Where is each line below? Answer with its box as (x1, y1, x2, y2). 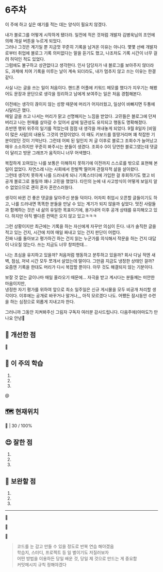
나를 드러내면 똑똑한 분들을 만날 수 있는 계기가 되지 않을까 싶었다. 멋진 (11, 200, 143, 207)
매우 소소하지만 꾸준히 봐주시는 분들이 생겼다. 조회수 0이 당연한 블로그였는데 (5, 143, 149, 149)
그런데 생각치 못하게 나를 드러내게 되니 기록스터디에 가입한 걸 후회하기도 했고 (5, 172, 150, 178)
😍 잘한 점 (5, 438, 33, 447)
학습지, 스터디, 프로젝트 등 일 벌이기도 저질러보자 (16, 550, 109, 555)
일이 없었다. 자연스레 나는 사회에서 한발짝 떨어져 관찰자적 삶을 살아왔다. (5, 166, 140, 172)
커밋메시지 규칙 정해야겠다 (16, 562, 67, 567)
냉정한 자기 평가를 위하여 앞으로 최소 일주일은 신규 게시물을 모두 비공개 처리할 (5, 286, 151, 292)
